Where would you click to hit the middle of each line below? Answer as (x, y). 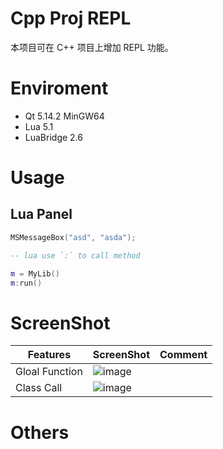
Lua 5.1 (39, 126)
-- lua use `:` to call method (75, 255)
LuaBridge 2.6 (53, 137)
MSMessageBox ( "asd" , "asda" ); (73, 237)
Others (40, 432)
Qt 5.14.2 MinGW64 (64, 116)
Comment (183, 355)
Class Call (39, 388)
